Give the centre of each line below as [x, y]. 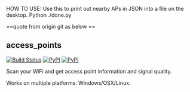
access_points [34, 45]
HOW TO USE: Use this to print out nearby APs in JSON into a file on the [95, 9]
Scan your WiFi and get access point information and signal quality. [89, 71]
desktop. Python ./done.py [39, 15]
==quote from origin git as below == [51, 27]
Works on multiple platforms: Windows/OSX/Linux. [68, 82]
